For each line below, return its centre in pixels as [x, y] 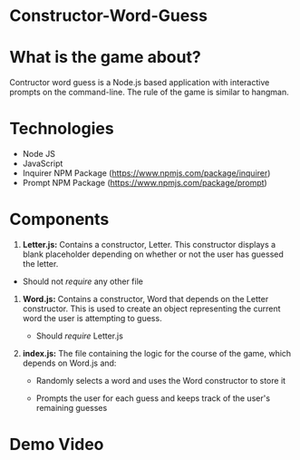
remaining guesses [72, 408]
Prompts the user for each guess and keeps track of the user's [153, 398]
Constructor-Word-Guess [109, 16]
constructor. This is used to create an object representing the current [151, 308]
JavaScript [43, 163]
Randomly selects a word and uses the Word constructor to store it [161, 381]
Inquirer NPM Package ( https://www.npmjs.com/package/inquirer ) [146, 173]
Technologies [62, 129]
